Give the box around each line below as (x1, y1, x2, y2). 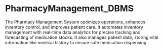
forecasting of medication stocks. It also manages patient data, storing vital (5, 34, 159, 40)
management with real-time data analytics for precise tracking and (5, 29, 141, 35)
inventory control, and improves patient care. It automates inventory (5, 24, 143, 30)
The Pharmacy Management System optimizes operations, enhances (5, 19, 146, 25)
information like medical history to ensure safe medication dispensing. (5, 39, 148, 45)
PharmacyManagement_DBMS (5, 3, 134, 14)
